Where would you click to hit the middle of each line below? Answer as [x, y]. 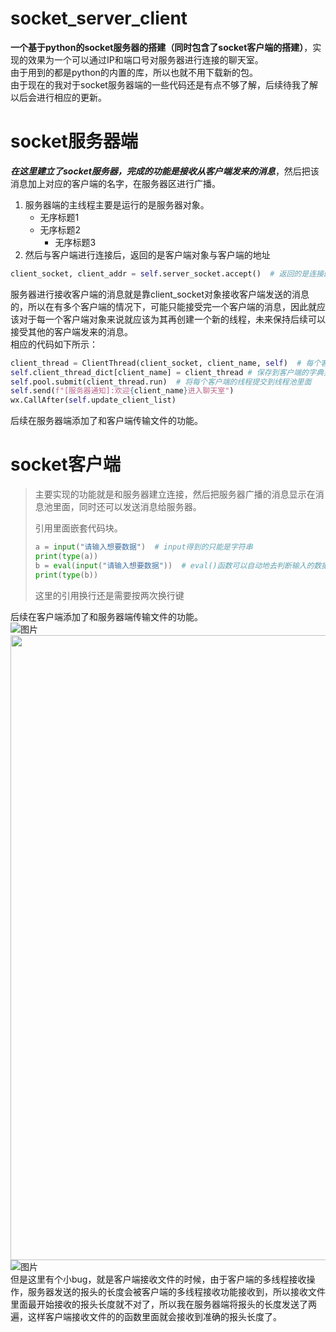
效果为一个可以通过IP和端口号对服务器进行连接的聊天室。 [145, 59]
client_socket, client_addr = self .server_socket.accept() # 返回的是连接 [167, 273]
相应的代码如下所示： [54, 344]
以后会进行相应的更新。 [58, 97]
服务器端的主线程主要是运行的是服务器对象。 [117, 204]
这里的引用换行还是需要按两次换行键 [109, 595]
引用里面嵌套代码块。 [78, 528]
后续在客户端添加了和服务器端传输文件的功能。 [106, 616]
